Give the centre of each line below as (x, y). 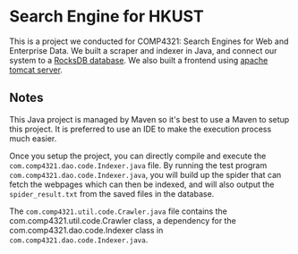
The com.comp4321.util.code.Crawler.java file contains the (119, 211)
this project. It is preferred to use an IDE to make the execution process (140, 129)
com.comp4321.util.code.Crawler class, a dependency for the (123, 220)
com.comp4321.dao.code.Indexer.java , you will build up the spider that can (145, 174)
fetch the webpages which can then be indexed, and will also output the (142, 184)
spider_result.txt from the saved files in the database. (112, 193)
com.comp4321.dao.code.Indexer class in (86, 230)
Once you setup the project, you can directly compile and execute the (138, 156)
